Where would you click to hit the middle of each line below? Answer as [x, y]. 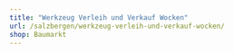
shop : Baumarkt [38, 34]
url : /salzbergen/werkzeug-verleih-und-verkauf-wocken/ [117, 26]
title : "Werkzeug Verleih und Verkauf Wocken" [99, 18]
